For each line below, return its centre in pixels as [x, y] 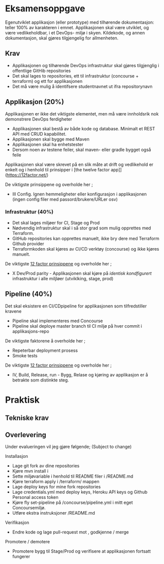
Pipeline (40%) [29, 294]
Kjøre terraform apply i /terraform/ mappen [56, 482]
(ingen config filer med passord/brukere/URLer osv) [65, 199]
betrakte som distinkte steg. [40, 380]
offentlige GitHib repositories [41, 71]
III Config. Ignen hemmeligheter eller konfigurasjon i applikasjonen [79, 194]
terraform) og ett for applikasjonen [47, 81]
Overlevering [26, 435]
